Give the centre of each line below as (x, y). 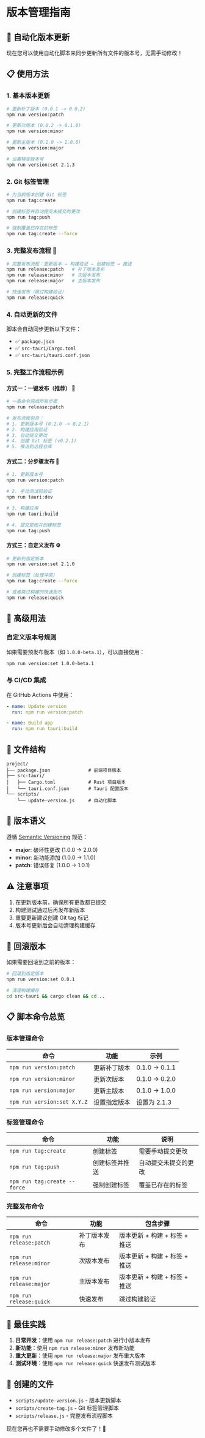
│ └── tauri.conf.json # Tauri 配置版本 (67, 789)
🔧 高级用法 (26, 618)
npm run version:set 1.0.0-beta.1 (50, 663)
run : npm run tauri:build (45, 729)
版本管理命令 (25, 1039)
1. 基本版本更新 (28, 96)
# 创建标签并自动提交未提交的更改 (43, 211)
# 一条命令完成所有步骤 (32, 402)
